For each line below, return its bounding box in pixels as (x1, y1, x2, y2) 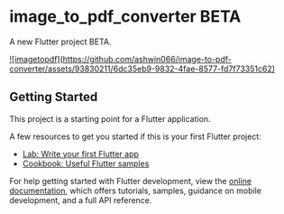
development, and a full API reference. (9, 194, 152, 205)
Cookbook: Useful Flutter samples (22, 158, 150, 169)
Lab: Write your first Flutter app (22, 148, 140, 159)
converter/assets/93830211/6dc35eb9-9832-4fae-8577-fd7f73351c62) (9, 63, 276, 74)
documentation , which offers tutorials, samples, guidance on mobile (9, 185, 261, 196)
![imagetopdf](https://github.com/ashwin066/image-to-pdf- (9, 53, 232, 64)
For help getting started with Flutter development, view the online (9, 175, 252, 186)
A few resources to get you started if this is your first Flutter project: (9, 131, 261, 142)
